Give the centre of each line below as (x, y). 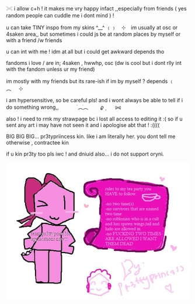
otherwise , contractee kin (37, 143)
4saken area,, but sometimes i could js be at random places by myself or (93, 34)
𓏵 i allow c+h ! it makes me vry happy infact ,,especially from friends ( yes (96, 8)
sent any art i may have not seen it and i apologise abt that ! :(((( (83, 125)
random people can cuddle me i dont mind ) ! (60, 15)
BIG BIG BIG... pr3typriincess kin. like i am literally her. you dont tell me (91, 136)
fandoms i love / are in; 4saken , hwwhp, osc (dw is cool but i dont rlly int (94, 63)
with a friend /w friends (34, 40)
